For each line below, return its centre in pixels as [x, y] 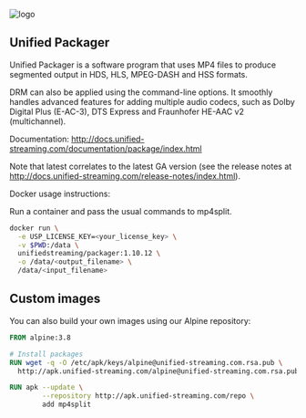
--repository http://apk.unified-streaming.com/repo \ [148, 396]
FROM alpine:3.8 [40, 338]
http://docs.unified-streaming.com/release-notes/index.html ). [125, 176]
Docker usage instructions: [60, 193]
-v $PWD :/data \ [48, 245]
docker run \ [34, 228]
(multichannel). [38, 121]
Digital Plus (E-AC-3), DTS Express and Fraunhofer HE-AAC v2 [127, 111]
